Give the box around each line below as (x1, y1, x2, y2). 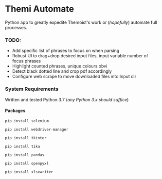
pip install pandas (5, 152, 45, 157)
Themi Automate (5, 3, 74, 15)
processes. (5, 24, 28, 30)
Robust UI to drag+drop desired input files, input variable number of (12, 53, 148, 59)
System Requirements (5, 86, 59, 93)
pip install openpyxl (5, 161, 49, 166)
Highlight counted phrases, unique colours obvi (12, 63, 108, 69)
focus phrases (12, 58, 41, 64)
